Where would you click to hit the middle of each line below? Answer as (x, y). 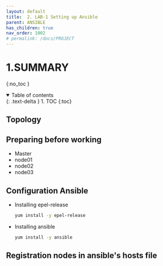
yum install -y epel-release (50, 215)
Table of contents (32, 95)
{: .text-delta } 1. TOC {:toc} (39, 101)
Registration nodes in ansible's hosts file (82, 256)
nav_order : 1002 (26, 33)
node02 (24, 166)
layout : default (26, 11)
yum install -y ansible (44, 237)
